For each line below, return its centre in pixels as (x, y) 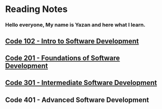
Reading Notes (36, 9)
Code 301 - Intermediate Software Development (81, 83)
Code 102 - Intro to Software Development (72, 41)
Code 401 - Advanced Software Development (77, 100)
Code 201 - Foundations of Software (62, 58)
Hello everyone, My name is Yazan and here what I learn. (75, 25)
